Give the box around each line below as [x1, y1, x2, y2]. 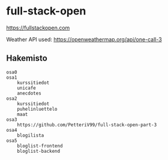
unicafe [17, 85, 36, 91]
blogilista [17, 132, 44, 138]
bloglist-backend [17, 148, 61, 154]
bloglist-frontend [17, 143, 63, 149]
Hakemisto [6, 53, 48, 64]
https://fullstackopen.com [6, 24, 70, 31]
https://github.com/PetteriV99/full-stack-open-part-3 [17, 122, 157, 128]
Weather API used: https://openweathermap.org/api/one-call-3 [6, 35, 162, 43]
